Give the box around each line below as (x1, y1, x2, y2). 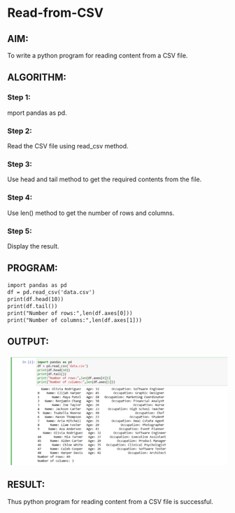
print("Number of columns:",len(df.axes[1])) (7, 316, 142, 323)
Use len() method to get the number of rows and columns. (7, 209, 175, 217)
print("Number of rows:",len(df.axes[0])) (7, 309, 133, 316)
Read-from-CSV (7, 5, 104, 21)
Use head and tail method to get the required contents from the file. (7, 175, 202, 183)
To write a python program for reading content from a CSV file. (7, 51, 188, 59)
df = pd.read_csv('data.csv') (7, 288, 96, 295)
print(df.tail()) (7, 302, 58, 309)
